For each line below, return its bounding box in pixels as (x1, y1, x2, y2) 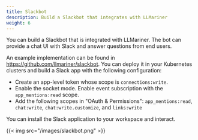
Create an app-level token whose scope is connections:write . (14, 78, 168, 86)
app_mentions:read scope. (14, 91, 79, 99)
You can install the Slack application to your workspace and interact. (6, 115, 176, 123)
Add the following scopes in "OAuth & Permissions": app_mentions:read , (14, 98, 193, 105)
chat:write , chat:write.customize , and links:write (14, 104, 142, 111)
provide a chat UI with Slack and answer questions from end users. (6, 42, 172, 50)
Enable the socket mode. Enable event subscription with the (14, 85, 163, 92)
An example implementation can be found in (6, 54, 115, 62)
